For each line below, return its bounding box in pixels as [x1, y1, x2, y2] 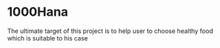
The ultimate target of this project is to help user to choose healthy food [7, 27, 214, 35]
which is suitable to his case [7, 34, 88, 42]
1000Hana [7, 4, 68, 20]
